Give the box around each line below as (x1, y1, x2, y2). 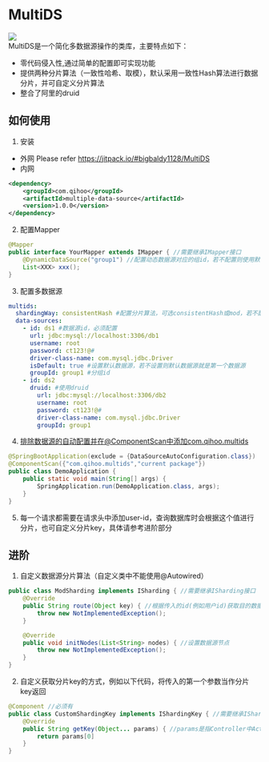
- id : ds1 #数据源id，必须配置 (22, 324, 118, 333)
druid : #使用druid (29, 384, 89, 392)
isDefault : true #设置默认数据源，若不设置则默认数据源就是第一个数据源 (29, 362, 246, 370)
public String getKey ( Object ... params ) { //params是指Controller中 (22, 724, 252, 733)
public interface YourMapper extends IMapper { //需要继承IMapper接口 (8, 248, 242, 256)
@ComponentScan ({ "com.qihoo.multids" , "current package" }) (8, 460, 206, 468)
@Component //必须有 (8, 703, 74, 711)
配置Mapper (19, 225, 60, 235)
